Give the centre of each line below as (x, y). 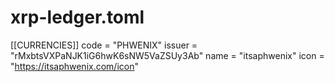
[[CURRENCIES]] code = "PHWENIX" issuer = (104, 45)
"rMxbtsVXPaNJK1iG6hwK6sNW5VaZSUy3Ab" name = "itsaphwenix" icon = (167, 55)
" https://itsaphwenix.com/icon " (74, 66)
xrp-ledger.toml (77, 17)
